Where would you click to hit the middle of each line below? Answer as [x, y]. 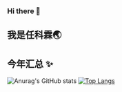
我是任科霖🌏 [34, 35]
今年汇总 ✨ [30, 64]
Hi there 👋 [24, 11]
